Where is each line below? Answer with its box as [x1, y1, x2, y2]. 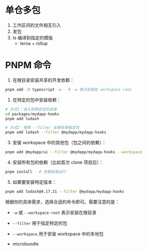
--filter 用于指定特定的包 [12, 220, 68, 226]
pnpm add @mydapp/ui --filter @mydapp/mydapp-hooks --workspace [5, 150, 142, 155]
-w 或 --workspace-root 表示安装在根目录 [12, 209, 97, 215]
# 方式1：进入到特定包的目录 [5, 106, 57, 112]
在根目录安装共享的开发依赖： [12, 77, 74, 83]
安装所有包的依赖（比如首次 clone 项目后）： [12, 159, 104, 165]
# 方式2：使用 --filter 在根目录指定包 [5, 125, 79, 131]
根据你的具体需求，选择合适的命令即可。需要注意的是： [5, 199, 119, 205]
